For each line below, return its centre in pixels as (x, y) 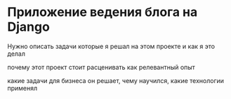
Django (29, 27)
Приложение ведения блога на (103, 12)
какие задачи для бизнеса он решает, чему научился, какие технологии (116, 80)
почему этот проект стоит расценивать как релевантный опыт (101, 67)
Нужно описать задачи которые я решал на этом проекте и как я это (111, 46)
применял (22, 88)
